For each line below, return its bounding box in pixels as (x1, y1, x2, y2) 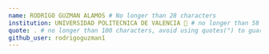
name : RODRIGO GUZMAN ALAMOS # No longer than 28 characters (8, 11, 217, 20)
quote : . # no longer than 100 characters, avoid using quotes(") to (8, 26, 246, 34)
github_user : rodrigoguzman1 (8, 33, 106, 42)
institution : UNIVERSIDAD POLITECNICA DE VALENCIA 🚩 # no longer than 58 (8, 19, 260, 27)
